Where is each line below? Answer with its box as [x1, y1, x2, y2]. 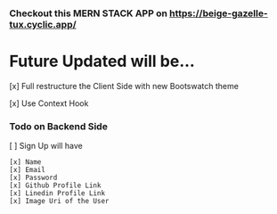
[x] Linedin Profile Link [9, 189, 105, 198]
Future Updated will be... [9, 52, 196, 71]
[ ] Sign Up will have [9, 141, 83, 152]
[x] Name [9, 158, 42, 167]
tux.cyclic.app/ [9, 18, 77, 30]
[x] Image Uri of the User [9, 197, 110, 206]
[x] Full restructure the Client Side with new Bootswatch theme [9, 80, 239, 91]
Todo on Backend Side [9, 119, 109, 132]
